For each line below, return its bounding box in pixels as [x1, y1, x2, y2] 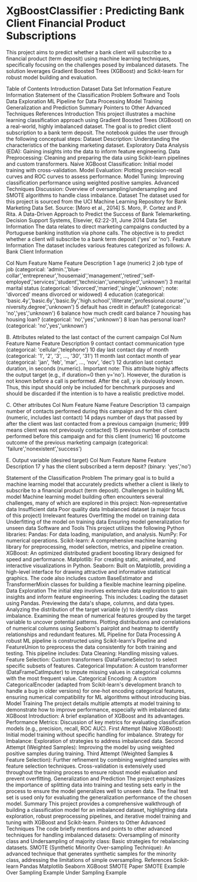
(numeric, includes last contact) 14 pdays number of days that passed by [6, 414, 183, 421]
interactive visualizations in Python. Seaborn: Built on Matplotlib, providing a [6, 562, 191, 569]
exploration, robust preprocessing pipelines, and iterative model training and [6, 812, 191, 820]
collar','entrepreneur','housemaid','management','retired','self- [6, 272, 155, 279]
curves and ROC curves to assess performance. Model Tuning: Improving [6, 173, 184, 180]
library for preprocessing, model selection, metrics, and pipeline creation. [6, 543, 184, 550]
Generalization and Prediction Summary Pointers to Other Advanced [6, 104, 172, 111]
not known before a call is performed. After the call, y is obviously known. [6, 377, 185, 384]
